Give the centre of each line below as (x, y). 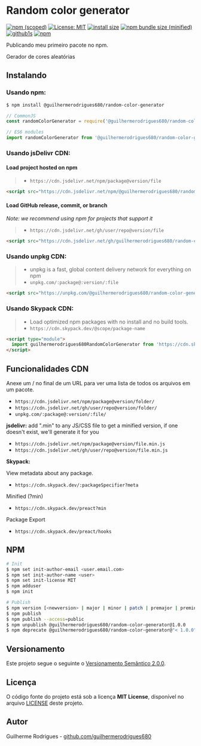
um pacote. (20, 389)
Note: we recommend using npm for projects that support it (80, 219)
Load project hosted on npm (42, 167)
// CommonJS (21, 116)
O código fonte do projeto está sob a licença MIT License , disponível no (95, 696)
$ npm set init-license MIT (41, 581)
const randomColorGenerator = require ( (56, 121)
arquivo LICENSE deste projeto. (45, 703)
